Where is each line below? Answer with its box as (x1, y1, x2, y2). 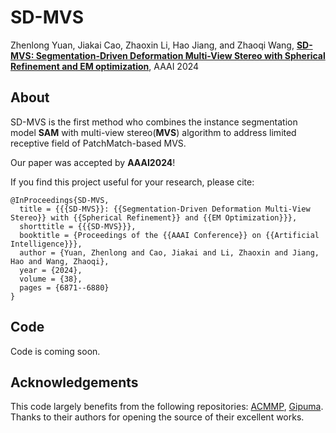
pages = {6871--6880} (19, 282, 110, 293)
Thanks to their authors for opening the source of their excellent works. (10, 411, 305, 423)
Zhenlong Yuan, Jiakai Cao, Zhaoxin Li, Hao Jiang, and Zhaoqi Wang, (10, 39, 295, 51)
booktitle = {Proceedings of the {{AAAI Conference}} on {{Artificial (19, 230, 320, 240)
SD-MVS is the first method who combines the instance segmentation (10, 116, 298, 128)
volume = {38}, (19, 274, 83, 284)
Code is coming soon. (10, 345, 101, 357)
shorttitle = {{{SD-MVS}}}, (19, 221, 137, 231)
